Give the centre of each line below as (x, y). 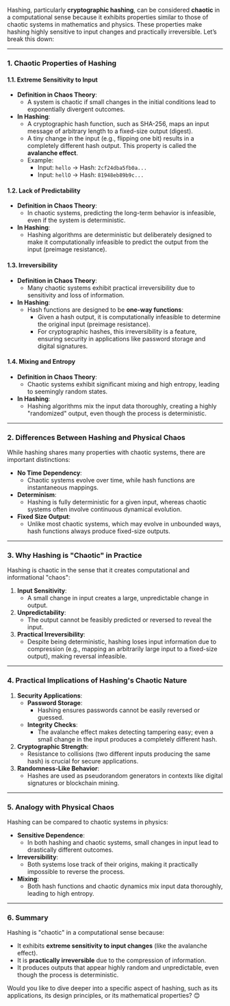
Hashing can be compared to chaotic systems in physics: (88, 822)
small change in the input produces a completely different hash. (127, 739)
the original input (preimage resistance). (94, 324)
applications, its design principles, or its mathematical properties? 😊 (104, 996)
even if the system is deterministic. (76, 220)
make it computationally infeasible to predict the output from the (118, 242)
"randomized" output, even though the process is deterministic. (117, 413)
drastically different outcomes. (71, 850)
